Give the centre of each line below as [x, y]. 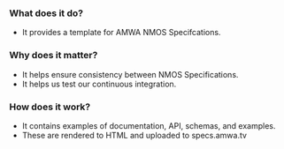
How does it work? [50, 107]
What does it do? [46, 13]
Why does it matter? [54, 56]
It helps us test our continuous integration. [99, 84]
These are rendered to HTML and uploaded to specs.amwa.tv [134, 135]
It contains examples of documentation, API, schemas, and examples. [149, 125]
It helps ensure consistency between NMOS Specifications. [130, 74]
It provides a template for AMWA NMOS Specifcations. [121, 33]
